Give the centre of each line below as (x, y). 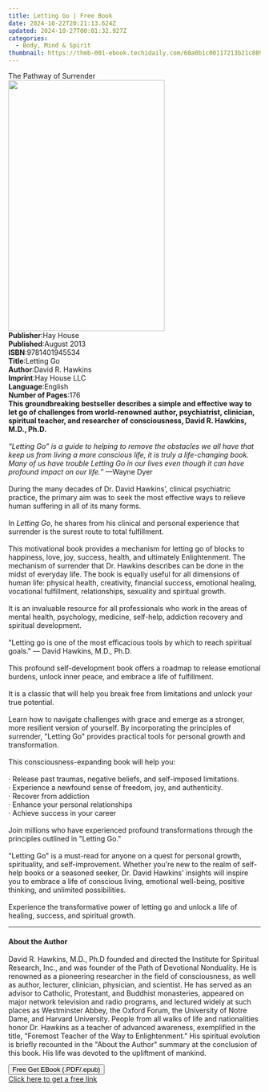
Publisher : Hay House (44, 335)
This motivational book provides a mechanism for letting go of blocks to (126, 548)
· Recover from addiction (49, 796)
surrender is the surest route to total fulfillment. (86, 532)
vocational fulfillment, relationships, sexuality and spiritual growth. (117, 591)
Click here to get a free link (53, 1079)
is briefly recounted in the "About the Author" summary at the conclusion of (133, 1045)
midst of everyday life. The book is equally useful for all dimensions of (124, 574)
